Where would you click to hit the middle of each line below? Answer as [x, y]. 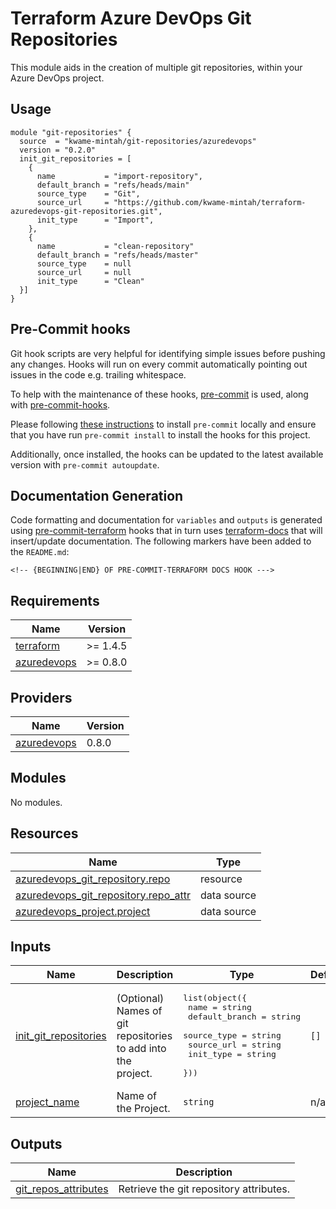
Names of [139, 1010]
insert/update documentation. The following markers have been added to [161, 541]
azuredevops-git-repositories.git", [86, 211]
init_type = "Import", [95, 220]
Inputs [31, 947]
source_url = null [84, 272]
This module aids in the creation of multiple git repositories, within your [156, 67]
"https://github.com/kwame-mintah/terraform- [210, 202]
